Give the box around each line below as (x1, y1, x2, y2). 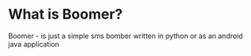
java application (8, 39, 60, 48)
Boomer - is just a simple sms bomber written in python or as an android (8, 31, 243, 40)
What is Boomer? (8, 5, 123, 23)
